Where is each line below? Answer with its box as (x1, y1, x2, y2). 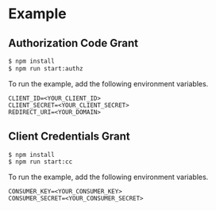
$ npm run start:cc (8, 158, 73, 166)
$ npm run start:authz (8, 64, 83, 72)
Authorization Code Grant (8, 36, 139, 50)
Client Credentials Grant (8, 130, 131, 143)
